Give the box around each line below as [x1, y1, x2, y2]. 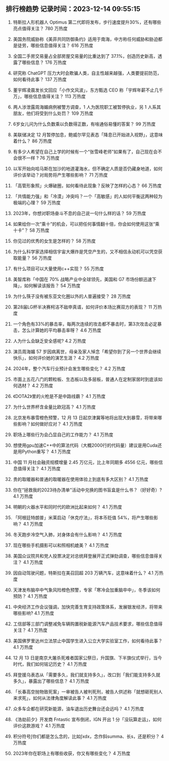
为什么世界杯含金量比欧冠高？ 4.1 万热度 [13, 404, 96, 410]
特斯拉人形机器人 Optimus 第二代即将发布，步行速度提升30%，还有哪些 [13, 19, 162, 25]
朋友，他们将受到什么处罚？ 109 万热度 [13, 110, 93, 116]
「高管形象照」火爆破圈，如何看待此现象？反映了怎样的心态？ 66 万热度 [13, 183, 162, 189]
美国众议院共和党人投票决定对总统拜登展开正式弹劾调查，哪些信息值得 [13, 553, 158, 559]
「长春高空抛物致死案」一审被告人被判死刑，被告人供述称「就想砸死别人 [13, 689, 162, 695]
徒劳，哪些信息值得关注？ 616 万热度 [17, 42, 93, 48]
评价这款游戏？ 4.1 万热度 [13, 722, 65, 728]
